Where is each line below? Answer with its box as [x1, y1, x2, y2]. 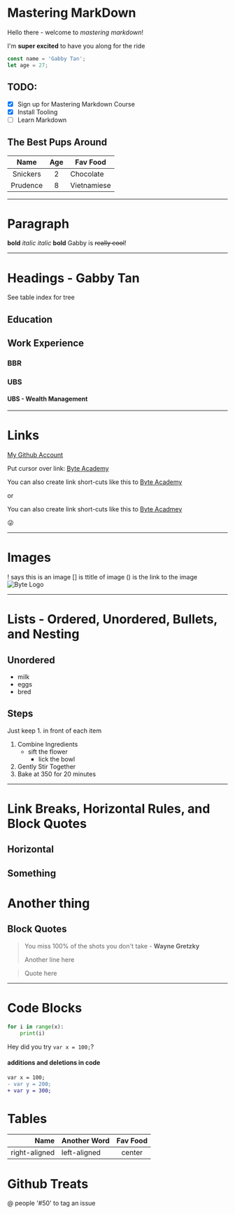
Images [7, 550, 51, 565]
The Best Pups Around [7, 137, 108, 149]
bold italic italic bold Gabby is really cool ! [7, 239, 127, 247]
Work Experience [7, 338, 85, 350]
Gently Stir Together [17, 762, 76, 771]
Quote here [24, 969, 57, 977]
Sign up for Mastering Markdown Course [17, 99, 135, 108]
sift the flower [27, 747, 68, 756]
